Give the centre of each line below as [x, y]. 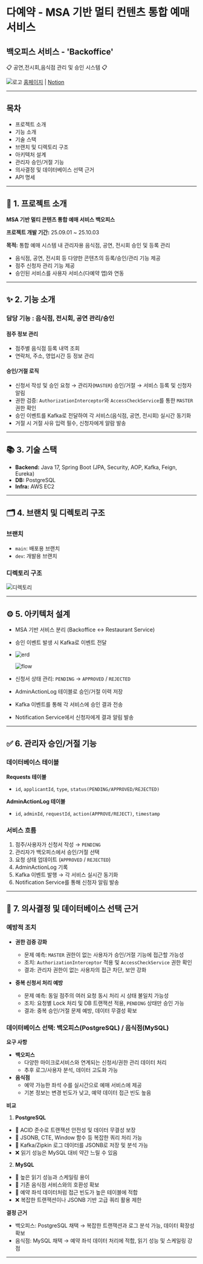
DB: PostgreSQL [35, 480]
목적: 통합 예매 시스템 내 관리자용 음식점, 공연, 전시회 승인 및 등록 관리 [88, 245]
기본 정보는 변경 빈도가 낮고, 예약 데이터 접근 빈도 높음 [88, 1092]
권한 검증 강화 [31, 942]
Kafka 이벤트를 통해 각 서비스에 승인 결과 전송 [69, 704]
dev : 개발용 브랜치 [36, 556]
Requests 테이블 [26, 776]
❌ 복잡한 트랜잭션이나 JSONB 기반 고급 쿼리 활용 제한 [78, 1199]
